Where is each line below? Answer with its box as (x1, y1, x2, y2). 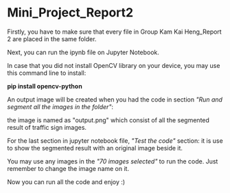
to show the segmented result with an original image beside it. (7, 144, 183, 152)
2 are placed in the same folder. (7, 34, 97, 43)
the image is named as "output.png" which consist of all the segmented (7, 115, 209, 124)
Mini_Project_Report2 (7, 5, 134, 21)
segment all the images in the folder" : (7, 102, 114, 111)
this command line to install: (7, 69, 87, 77)
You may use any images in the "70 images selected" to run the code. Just (7, 157, 218, 166)
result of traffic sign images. (7, 123, 87, 131)
